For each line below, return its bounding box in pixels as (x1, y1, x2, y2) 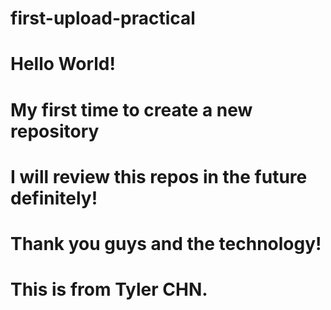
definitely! (10, 187, 98, 209)
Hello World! (10, 53, 116, 76)
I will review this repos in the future (10, 165, 308, 188)
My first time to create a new (10, 98, 253, 121)
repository (10, 120, 100, 142)
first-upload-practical (10, 7, 196, 30)
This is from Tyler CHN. (10, 278, 208, 301)
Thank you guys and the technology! (10, 232, 322, 255)
